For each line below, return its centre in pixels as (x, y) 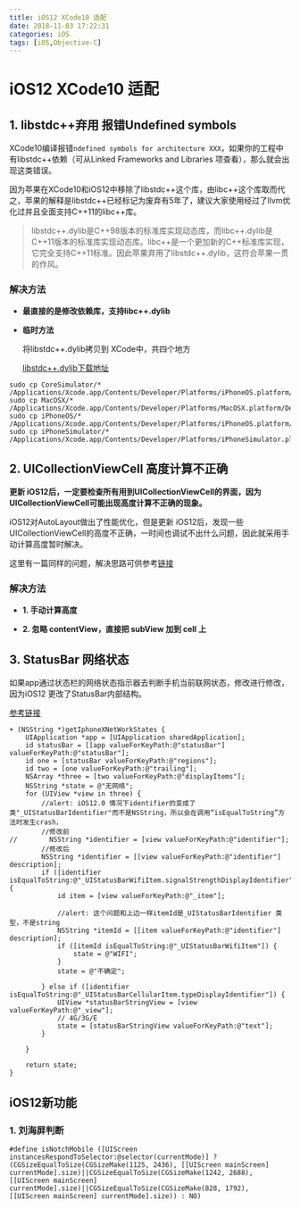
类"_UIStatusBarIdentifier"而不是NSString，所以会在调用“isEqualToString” (144, 813)
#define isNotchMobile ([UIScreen (74, 1150)
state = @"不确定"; (91, 971)
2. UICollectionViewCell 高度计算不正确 (119, 468)
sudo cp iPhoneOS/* (46, 416)
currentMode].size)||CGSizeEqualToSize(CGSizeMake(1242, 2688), (131, 1173)
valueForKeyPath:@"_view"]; (62, 1011)
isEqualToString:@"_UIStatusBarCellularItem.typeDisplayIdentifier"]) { (147, 995)
